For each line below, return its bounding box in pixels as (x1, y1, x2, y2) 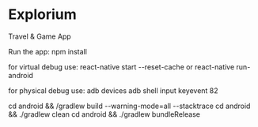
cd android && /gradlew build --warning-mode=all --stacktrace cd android (8, 101, 251, 110)
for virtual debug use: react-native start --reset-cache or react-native (8, 62, 235, 72)
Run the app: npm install (8, 47, 87, 56)
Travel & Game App (8, 32, 71, 41)
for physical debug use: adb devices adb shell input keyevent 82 (8, 85, 219, 95)
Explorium (8, 6, 77, 24)
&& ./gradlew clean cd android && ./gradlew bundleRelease (8, 109, 200, 119)
